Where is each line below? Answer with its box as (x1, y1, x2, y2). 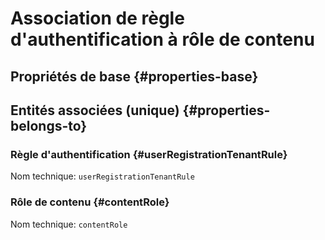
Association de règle (10, 7, 185, 30)
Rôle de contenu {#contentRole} (10, 195, 170, 209)
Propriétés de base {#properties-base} (10, 68, 259, 85)
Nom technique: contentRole (10, 218, 128, 230)
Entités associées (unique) (10, 102, 180, 119)
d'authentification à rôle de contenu (10, 28, 315, 51)
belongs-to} (10, 117, 88, 134)
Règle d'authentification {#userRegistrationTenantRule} (10, 147, 288, 161)
